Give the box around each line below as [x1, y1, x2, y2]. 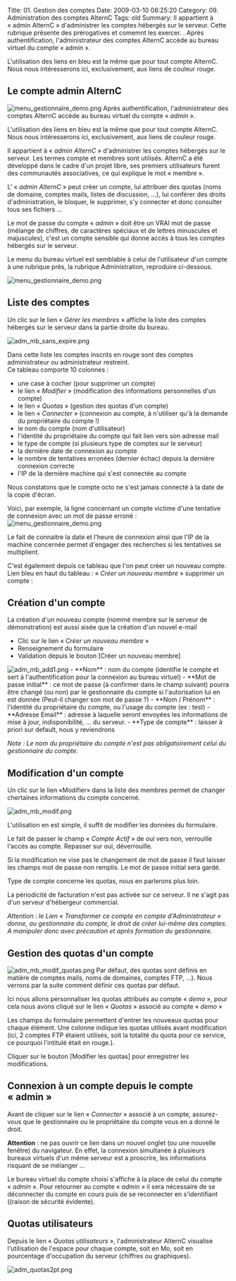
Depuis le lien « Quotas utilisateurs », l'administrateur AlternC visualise [7, 1236, 213, 1245]
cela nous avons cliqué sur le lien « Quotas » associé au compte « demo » [7, 1003, 223, 1011]
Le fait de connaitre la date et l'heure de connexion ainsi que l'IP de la [7, 533, 210, 541]
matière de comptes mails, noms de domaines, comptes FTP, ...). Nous [7, 974, 213, 982]
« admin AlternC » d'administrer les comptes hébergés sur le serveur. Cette [7, 21, 227, 29]
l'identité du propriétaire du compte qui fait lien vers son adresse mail [17, 431, 220, 440]
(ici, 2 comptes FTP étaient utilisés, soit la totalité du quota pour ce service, [7, 1031, 226, 1039]
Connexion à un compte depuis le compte [7, 1080, 194, 1092]
